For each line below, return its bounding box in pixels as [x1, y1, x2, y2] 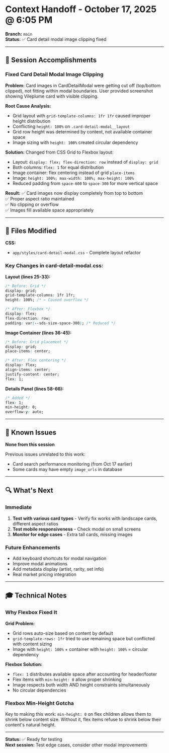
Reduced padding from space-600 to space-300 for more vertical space [12, 180, 158, 186]
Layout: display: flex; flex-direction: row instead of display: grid [12, 159, 158, 165]
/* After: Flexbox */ [5, 307, 51, 312]
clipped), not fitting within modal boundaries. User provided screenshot [5, 88, 153, 94]
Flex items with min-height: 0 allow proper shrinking [12, 676, 122, 683]
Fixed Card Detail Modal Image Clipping [5, 71, 104, 78]
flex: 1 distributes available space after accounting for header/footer [12, 671, 157, 677]
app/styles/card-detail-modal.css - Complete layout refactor [12, 250, 141, 256]
